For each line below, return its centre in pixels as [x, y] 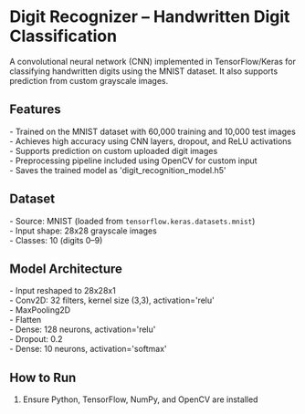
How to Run [43, 377]
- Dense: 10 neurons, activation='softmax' [88, 349]
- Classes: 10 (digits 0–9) [56, 240]
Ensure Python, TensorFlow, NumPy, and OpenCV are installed [140, 399]
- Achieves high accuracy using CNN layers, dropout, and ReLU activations [151, 141]
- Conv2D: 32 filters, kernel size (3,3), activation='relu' [112, 300]
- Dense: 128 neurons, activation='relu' [83, 329]
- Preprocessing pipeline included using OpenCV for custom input [133, 160]
